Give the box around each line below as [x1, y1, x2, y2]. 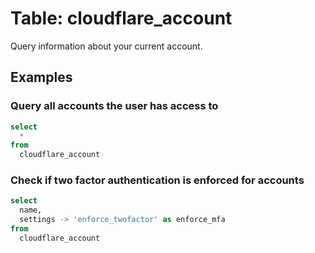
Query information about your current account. [10, 40, 203, 52]
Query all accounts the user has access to [10, 99, 219, 113]
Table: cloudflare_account [10, 7, 233, 30]
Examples [10, 69, 73, 86]
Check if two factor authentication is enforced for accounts [10, 173, 305, 187]
